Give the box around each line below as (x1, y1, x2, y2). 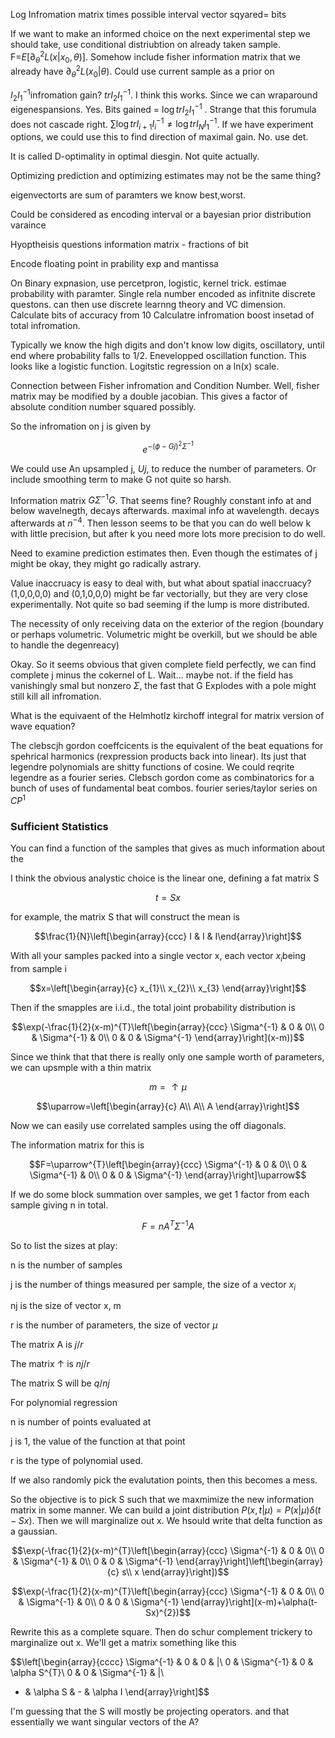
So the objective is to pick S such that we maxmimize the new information (10, 1494, 315, 1506)
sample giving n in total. (10, 1199, 109, 1211)
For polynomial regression (10, 1397, 118, 1409)
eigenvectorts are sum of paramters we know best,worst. (10, 189, 247, 201)
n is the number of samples (10, 1259, 123, 1271)
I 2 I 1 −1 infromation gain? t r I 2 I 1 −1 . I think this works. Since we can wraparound (10, 87, 318, 103)
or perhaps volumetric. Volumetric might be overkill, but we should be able (10, 629, 318, 641)
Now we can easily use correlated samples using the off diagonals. (10, 1119, 287, 1131)
